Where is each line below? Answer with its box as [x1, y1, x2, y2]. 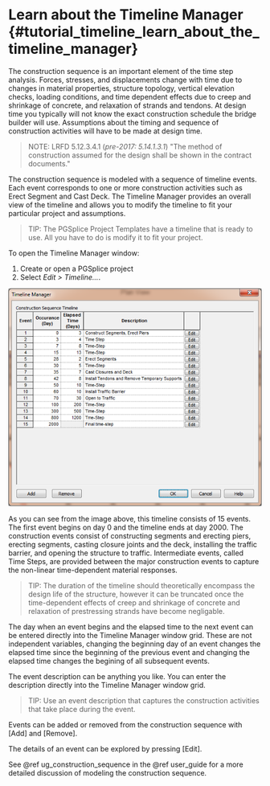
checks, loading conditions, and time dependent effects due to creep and [8, 92, 252, 101]
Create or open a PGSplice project [19, 264, 134, 273]
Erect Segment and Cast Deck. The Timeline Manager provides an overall [8, 191, 252, 201]
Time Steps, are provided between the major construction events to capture [8, 556, 260, 566]
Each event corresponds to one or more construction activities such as [8, 182, 243, 192]
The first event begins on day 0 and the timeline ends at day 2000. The [8, 522, 243, 532]
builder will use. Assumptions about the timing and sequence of [8, 117, 219, 127]
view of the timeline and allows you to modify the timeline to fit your [8, 199, 233, 210]
